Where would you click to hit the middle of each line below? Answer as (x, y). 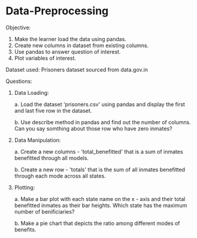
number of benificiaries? (44, 211)
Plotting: (25, 187)
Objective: (18, 27)
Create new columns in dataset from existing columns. (81, 45)
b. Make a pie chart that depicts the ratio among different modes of (97, 223)
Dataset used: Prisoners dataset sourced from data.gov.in (77, 69)
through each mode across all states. (60, 176)
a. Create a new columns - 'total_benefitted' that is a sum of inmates (99, 152)
